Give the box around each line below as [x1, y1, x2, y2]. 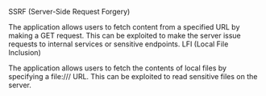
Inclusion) [8, 48, 42, 57]
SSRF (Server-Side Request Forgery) [8, 7, 131, 16]
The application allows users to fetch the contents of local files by [8, 63, 227, 73]
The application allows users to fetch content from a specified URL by [8, 22, 240, 31]
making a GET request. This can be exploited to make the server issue [8, 31, 241, 40]
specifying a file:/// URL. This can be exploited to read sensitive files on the [8, 72, 258, 81]
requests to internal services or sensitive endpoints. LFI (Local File [8, 39, 229, 49]
